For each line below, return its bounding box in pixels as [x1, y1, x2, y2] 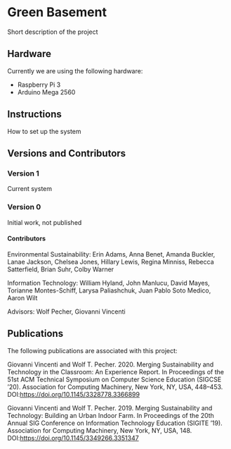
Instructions [7, 109, 62, 121]
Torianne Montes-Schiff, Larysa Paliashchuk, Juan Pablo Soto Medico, [7, 286, 211, 295]
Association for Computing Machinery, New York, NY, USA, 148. [7, 426, 192, 434]
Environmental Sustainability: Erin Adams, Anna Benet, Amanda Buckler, [7, 250, 216, 258]
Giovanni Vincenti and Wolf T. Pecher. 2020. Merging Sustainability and [7, 360, 214, 369]
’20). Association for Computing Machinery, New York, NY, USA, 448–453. [7, 382, 223, 391]
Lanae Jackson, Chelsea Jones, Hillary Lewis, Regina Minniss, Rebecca [7, 257, 214, 266]
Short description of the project [7, 27, 98, 36]
